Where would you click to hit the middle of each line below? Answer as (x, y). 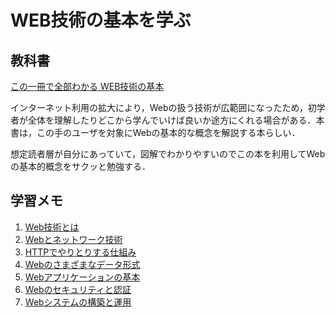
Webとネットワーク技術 (73, 239)
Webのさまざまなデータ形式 (82, 264)
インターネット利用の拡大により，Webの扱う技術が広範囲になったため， (159, 107)
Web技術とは (52, 227)
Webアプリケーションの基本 (82, 277)
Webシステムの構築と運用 (78, 302)
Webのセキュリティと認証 (78, 289)
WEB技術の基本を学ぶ (101, 20)
